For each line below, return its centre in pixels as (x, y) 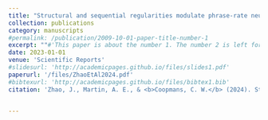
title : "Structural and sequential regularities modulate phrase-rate (128, 15)
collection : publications (51, 23)
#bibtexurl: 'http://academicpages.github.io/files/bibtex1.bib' (119, 82)
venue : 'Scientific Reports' (57, 60)
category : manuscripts (46, 30)
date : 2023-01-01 (37, 52)
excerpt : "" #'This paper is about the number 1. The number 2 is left (128, 45)
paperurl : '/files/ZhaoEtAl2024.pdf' (71, 75)
